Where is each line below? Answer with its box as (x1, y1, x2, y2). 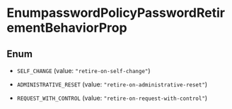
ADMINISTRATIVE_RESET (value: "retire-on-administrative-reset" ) (16, 80, 208, 89)
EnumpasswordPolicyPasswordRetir (6, 5, 226, 21)
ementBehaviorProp (6, 20, 128, 36)
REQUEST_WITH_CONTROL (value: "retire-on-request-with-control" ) (16, 94, 208, 102)
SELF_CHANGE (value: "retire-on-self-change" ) (16, 67, 151, 75)
